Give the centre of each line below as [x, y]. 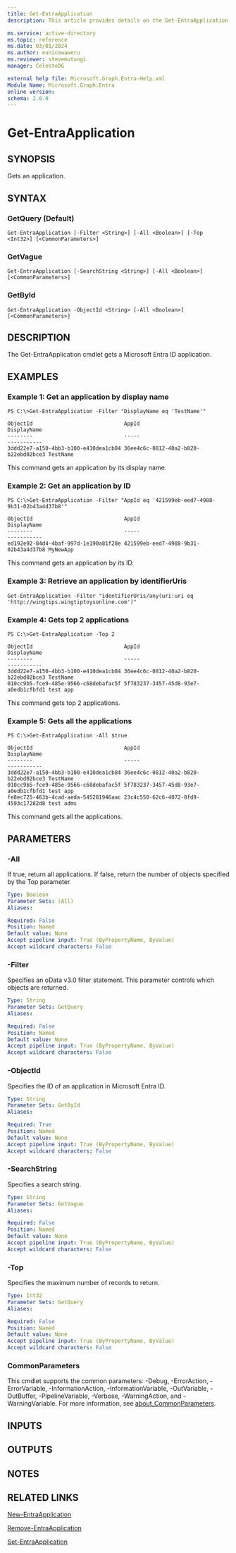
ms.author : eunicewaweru [44, 53]
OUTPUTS [30, 1450]
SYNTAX [27, 198]
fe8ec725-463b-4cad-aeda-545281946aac [64, 797]
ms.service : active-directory [52, 33]
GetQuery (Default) [41, 218]
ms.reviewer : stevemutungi [47, 60]
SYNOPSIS [31, 159]
